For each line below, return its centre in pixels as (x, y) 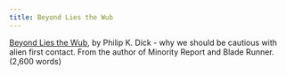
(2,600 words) (36, 61)
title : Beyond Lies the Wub (61, 17)
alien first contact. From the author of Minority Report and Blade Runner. (142, 52)
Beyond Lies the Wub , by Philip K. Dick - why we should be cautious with (143, 42)
